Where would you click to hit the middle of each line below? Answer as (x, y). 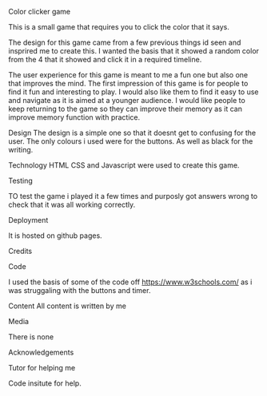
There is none (31, 337)
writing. (21, 150)
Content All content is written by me (67, 306)
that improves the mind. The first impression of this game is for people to (128, 83)
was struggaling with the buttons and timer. (80, 290)
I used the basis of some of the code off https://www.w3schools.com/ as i (130, 282)
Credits (20, 251)
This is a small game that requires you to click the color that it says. (119, 27)
